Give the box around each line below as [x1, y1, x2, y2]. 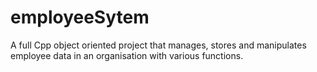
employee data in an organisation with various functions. [10, 49, 244, 61]
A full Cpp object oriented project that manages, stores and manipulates [10, 39, 307, 51]
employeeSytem [10, 6, 150, 29]
